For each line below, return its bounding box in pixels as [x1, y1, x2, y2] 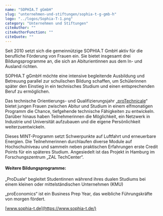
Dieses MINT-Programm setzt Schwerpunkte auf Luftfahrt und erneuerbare [5, 133, 156, 139]
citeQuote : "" [5, 35, 34, 40]
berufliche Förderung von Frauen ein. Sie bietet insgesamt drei [5, 53, 131, 59]
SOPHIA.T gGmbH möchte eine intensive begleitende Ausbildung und [5, 73, 145, 79]
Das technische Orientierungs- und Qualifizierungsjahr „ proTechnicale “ [5, 98, 148, 104]
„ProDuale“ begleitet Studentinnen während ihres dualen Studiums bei [5, 176, 146, 182]
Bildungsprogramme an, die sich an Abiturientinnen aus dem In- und [5, 58, 143, 64]
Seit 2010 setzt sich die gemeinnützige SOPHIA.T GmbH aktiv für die [5, 47, 143, 54]
